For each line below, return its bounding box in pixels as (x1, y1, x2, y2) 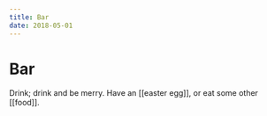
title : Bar (9, 12, 50, 22)
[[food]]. (9, 98, 40, 108)
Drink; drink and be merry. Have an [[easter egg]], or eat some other (9, 88, 259, 98)
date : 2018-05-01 (9, 21, 73, 30)
